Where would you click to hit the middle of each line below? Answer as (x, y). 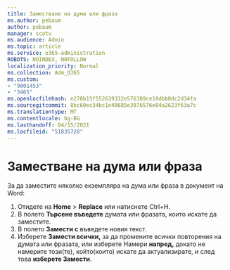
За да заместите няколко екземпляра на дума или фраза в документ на (115, 186)
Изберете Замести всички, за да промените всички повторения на (119, 237)
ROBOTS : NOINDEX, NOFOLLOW (47, 60)
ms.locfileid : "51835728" (45, 131)
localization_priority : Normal (53, 66)
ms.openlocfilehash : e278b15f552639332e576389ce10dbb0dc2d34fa (102, 99)
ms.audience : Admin (36, 40)
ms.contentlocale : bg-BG (44, 118)
